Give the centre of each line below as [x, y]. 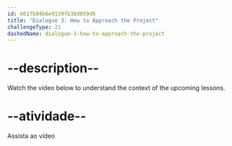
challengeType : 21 [34, 27]
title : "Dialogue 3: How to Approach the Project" [83, 20]
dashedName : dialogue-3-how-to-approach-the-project [86, 34]
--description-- [53, 68]
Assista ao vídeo [31, 136]
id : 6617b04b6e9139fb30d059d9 [52, 14]
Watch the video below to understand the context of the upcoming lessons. [116, 88]
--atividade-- [47, 116]
